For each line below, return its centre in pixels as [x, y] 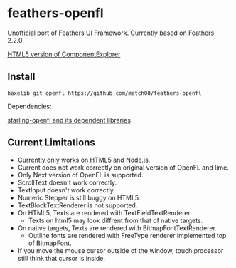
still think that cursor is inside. [61, 258]
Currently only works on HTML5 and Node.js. [84, 160]
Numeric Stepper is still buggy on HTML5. [79, 197]
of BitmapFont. [50, 243]
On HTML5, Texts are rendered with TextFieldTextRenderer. [104, 212]
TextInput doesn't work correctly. [66, 190]
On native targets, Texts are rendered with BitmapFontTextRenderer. [117, 228]
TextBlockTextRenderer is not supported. [77, 205]
